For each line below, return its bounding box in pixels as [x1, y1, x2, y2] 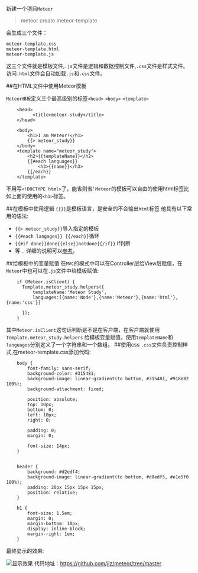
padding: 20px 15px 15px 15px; [27, 484, 105, 490]
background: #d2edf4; [27, 469, 81, 475]
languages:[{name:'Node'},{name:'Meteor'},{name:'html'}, [32, 294, 178, 300]
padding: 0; [27, 428, 57, 433]
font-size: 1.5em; [27, 510, 73, 516]
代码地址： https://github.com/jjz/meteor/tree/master [34, 560, 162, 566]
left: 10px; [27, 412, 57, 418]
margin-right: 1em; [27, 531, 76, 537]
